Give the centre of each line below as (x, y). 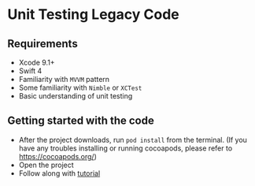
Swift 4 (30, 71)
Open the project (46, 165)
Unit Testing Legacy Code (93, 15)
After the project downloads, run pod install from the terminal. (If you (133, 139)
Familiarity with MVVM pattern (64, 79)
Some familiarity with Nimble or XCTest (80, 87)
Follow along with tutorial (59, 173)
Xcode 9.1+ (37, 62)
